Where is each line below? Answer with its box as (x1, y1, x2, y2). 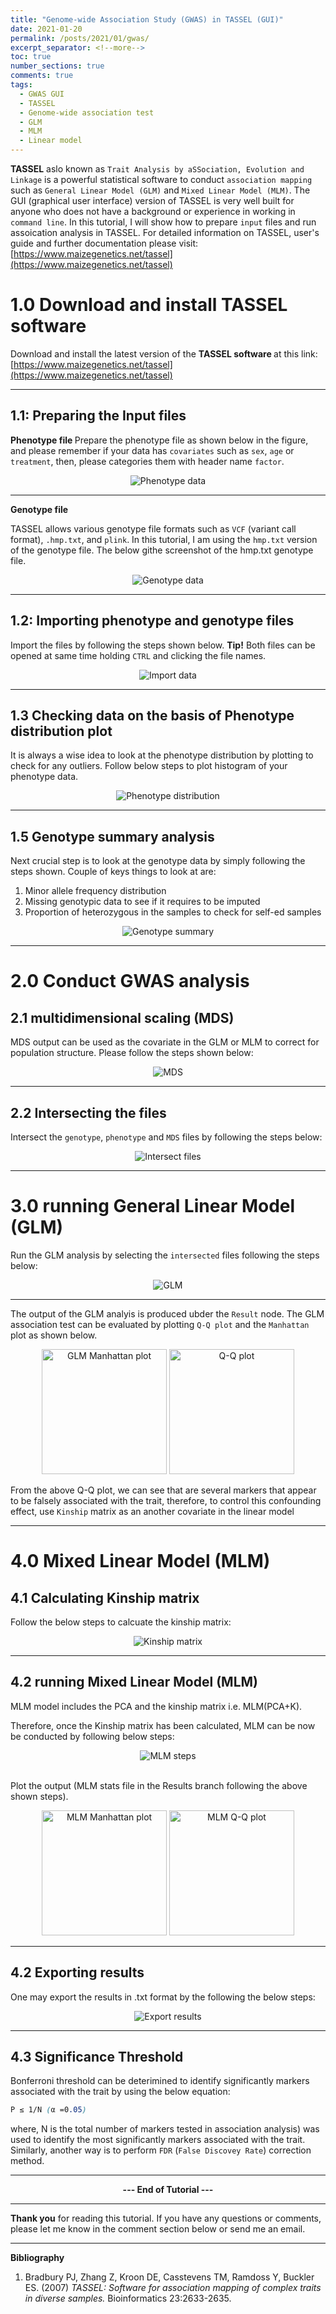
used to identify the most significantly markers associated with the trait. (10, 2134, 306, 2146)
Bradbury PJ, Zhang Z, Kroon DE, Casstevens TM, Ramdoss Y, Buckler (24, 2271, 315, 2283)
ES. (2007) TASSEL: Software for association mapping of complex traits (24, 2282, 322, 2294)
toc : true (10, 52, 52, 62)
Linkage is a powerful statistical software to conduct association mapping (10, 174, 313, 185)
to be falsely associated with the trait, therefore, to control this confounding (10, 1494, 322, 1506)
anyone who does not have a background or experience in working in (10, 206, 296, 217)
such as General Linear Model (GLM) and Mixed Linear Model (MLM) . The (10, 184, 311, 196)
